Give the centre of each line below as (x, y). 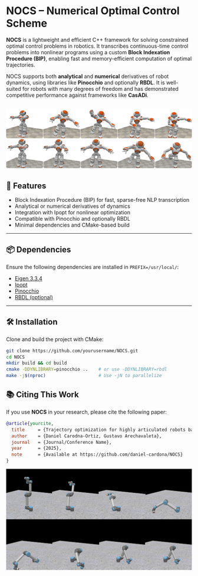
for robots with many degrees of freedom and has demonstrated (100, 89)
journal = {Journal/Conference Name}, (62, 442)
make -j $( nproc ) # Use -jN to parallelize (84, 376)
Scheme (27, 23)
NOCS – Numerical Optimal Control (93, 11)
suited (14, 89)
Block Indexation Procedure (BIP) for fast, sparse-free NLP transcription (102, 200)
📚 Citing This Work (43, 395)
